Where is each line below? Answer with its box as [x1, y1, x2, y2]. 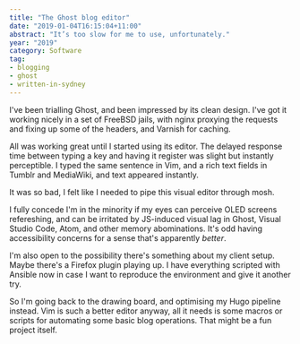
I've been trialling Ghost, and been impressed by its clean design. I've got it [9, 104, 287, 115]
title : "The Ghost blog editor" [9, 13, 130, 22]
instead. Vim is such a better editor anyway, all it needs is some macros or [9, 305, 283, 316]
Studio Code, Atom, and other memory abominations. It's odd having [9, 223, 262, 234]
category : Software [9, 47, 82, 56]
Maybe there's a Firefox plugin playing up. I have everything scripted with [9, 259, 280, 270]
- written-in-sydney [9, 80, 87, 89]
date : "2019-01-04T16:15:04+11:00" [9, 21, 142, 30]
